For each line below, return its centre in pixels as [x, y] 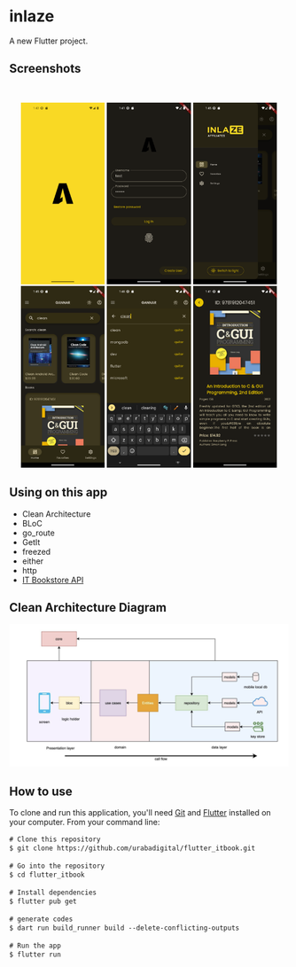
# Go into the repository [57, 866]
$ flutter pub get [43, 901]
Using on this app [58, 492]
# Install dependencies [53, 893]
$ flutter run [35, 955]
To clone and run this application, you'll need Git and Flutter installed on [140, 813]
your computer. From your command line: [85, 823]
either [33, 561]
